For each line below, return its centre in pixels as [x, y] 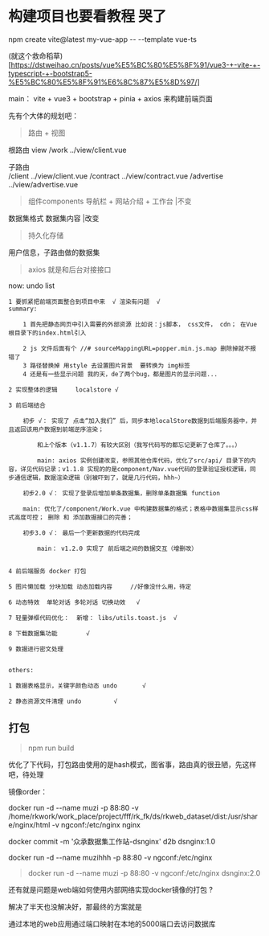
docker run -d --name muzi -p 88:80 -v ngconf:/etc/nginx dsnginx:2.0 [144, 872]
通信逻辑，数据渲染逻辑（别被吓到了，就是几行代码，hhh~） [99, 478]
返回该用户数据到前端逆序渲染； [59, 429]
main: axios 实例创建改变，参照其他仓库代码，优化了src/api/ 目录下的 [144, 460]
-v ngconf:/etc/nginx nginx [96, 824]
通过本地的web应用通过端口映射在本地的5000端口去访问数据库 [112, 924]
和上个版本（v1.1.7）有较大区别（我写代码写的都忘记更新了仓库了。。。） [139, 445]
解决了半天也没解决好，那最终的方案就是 [75, 906]
